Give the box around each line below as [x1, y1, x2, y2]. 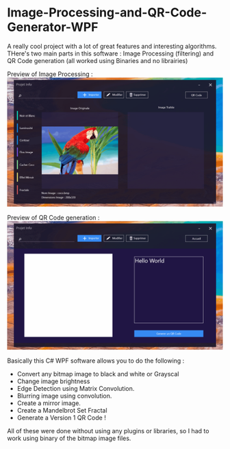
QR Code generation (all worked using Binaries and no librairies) [7, 56, 188, 64]
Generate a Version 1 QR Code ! [16, 413, 106, 422]
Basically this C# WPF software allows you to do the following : [7, 356, 185, 365]
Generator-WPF [7, 19, 99, 35]
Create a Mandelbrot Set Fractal [16, 406, 107, 414]
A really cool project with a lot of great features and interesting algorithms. [7, 42, 217, 50]
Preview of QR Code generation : [7, 213, 100, 221]
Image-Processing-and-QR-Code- [7, 5, 207, 21]
